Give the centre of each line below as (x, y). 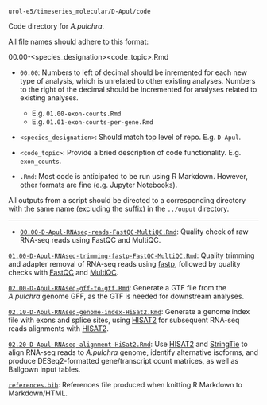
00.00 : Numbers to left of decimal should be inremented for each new (133, 72)
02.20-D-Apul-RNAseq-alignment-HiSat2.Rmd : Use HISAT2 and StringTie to (128, 344)
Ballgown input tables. (44, 369)
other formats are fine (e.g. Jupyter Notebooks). (99, 185)
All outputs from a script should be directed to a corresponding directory (127, 200)
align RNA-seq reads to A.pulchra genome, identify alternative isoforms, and (133, 352)
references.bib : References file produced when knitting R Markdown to (125, 385)
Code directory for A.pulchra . (56, 26)
